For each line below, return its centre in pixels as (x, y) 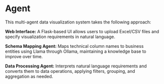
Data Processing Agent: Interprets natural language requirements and (76, 66)
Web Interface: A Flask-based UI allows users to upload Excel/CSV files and (82, 31)
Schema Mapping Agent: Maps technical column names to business (74, 46)
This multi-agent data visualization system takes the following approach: (78, 22)
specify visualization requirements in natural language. (60, 37)
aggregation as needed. (29, 76)
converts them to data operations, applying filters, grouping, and (70, 71)
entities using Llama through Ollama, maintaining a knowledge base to (76, 51)
